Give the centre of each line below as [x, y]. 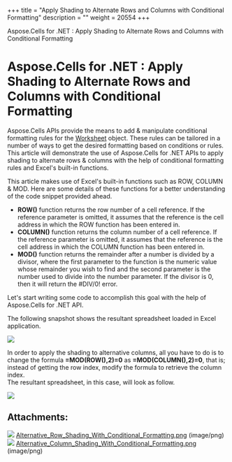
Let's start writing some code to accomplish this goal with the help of [107, 297]
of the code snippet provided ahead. [60, 196]
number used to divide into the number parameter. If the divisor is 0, [116, 276]
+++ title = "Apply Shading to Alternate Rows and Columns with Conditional [116, 10]
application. [24, 326]
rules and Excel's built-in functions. [58, 168]
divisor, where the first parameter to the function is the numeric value [117, 261]
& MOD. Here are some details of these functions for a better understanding [116, 189]
